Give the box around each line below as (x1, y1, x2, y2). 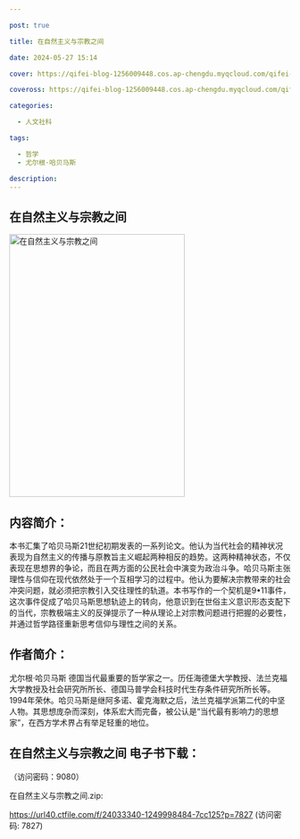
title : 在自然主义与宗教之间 (9, 37, 104, 46)
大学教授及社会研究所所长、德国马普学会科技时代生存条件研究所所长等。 (9, 684, 275, 694)
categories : (9, 102, 54, 111)
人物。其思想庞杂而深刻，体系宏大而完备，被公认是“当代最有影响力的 (9, 706, 263, 717)
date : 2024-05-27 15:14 (9, 53, 98, 62)
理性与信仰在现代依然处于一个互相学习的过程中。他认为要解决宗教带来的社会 (9, 574, 291, 585)
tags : (9, 134, 29, 143)
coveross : (9, 86, 46, 95)
